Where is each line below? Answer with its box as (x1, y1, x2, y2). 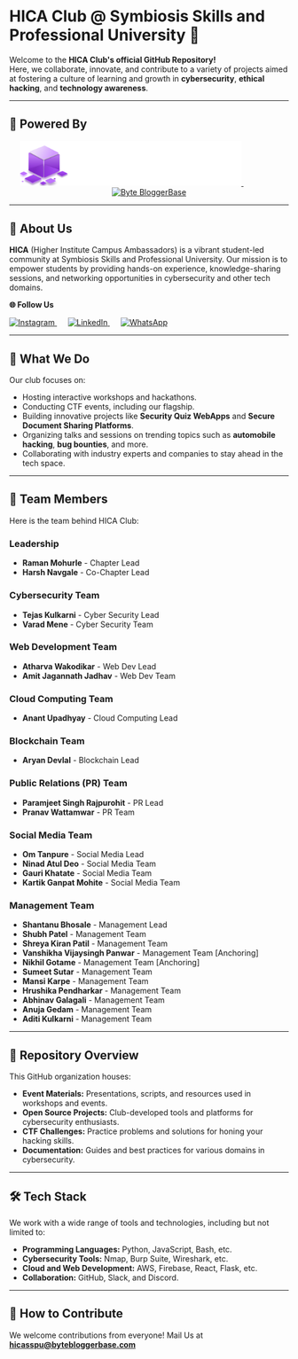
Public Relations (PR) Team (9, 777, 128, 790)
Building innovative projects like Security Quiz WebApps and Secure (21, 410, 275, 422)
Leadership (9, 537, 59, 550)
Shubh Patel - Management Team (21, 929, 146, 940)
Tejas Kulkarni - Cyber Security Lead (21, 609, 160, 620)
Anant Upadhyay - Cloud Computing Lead (21, 713, 178, 723)
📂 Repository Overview (9, 1048, 139, 1063)
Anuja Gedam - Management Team (21, 1004, 153, 1015)
